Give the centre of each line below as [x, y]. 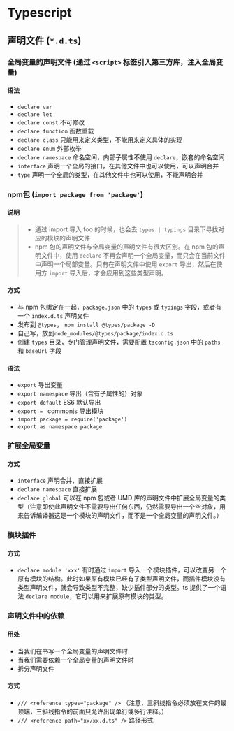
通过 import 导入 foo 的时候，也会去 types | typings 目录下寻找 [126, 229]
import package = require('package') [72, 420]
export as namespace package [60, 427]
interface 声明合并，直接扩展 [60, 481]
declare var [35, 107]
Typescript [39, 13]
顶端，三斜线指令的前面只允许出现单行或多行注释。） [92, 711]
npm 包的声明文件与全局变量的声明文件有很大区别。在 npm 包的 [126, 247]
